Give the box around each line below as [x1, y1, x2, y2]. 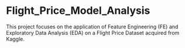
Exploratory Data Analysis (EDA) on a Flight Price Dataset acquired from [6, 29, 180, 36]
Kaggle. [6, 35, 25, 42]
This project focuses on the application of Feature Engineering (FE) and [6, 23, 179, 30]
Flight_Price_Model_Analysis [6, 4, 150, 17]
